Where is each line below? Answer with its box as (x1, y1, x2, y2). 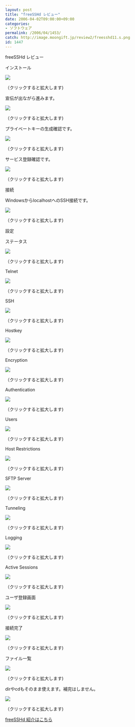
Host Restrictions (5, 445, 41, 451)
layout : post (5, 7, 32, 12)
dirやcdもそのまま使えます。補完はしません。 (5, 686, 98, 692)
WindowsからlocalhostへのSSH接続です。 (5, 197, 91, 203)
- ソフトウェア (5, 26, 32, 31)
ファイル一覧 (5, 655, 31, 661)
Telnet (5, 268, 18, 274)
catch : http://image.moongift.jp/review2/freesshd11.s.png (5, 35, 131, 40)
